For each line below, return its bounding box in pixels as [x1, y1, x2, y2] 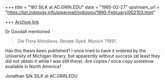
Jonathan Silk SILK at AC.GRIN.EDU [5, 73, 78, 79]
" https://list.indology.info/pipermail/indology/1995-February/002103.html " [5, 9, 156, 15]
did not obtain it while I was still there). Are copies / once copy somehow [5, 58, 154, 64]
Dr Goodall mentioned [5, 29, 50, 34]
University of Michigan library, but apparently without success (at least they [5, 53, 161, 59]
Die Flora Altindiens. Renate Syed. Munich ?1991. [17, 38, 117, 44]
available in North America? [5, 64, 62, 69]
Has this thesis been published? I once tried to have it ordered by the [5, 48, 146, 53]
